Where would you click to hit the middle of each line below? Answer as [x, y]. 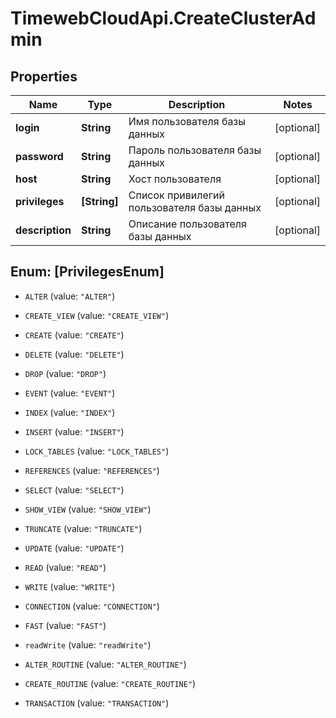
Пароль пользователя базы [195, 150]
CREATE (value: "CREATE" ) [74, 334]
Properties [44, 76]
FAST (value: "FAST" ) [65, 625]
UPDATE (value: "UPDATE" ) [74, 548]
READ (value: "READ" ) [65, 567]
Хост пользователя [175, 179]
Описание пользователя [187, 224]
